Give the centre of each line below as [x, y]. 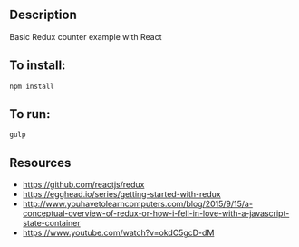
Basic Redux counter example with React [86, 36]
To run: [30, 114]
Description [43, 15]
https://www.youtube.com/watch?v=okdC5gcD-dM [118, 233]
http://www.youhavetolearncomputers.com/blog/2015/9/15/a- [138, 204]
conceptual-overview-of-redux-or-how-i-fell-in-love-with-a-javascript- [156, 213]
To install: [38, 66]
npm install [32, 86]
